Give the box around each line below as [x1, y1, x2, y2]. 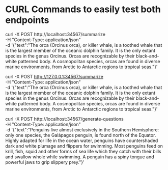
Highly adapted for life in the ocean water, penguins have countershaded [5, 137, 158, 144]
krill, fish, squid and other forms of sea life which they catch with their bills [5, 148, 161, 154]
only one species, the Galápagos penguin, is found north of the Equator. [5, 132, 156, 138]
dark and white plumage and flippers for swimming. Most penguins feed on [5, 143, 163, 149]
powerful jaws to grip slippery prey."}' [5, 159, 85, 165]
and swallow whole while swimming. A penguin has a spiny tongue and [5, 154, 154, 160]
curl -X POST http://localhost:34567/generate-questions [5, 116, 124, 122]
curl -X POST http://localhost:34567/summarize [5, 31, 106, 37]
